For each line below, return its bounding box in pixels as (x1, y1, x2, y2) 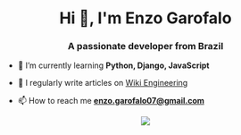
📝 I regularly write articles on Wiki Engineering (17, 78, 188, 89)
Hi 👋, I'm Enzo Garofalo (59, 8, 232, 29)
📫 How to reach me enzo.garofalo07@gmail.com (17, 96, 205, 106)
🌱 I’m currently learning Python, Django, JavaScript (17, 60, 210, 71)
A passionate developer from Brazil (67, 40, 224, 53)
